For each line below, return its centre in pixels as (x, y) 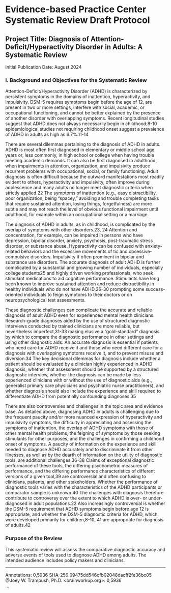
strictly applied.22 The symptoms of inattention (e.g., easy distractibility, (81, 193)
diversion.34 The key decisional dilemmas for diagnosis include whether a (83, 359)
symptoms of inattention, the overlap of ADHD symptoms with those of (79, 428)
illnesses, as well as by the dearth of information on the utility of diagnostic (84, 455)
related (13, 251)
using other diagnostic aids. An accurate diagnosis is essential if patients (82, 342)
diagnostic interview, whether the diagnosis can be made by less (73, 375)
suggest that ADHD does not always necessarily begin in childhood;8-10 (81, 124)
